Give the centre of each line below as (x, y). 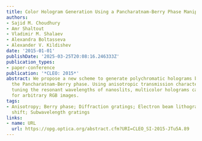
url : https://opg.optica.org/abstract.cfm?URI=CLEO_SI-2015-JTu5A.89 (100, 129)
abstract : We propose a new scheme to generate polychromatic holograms (99, 79)
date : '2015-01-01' (31, 51)
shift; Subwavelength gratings (51, 112)
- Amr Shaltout (25, 28)
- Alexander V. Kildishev (38, 46)
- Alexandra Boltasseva (36, 40)
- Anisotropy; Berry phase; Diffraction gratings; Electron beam (90, 106)
